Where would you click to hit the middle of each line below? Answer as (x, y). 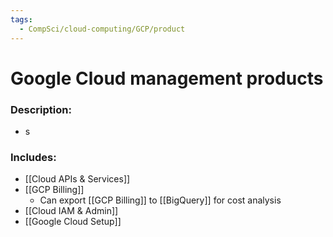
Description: (41, 109)
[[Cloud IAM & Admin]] (71, 211)
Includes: (33, 157)
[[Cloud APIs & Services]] (77, 179)
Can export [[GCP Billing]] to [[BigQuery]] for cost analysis (160, 200)
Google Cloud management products (167, 78)
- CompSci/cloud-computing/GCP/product (102, 29)
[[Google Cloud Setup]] (73, 222)
